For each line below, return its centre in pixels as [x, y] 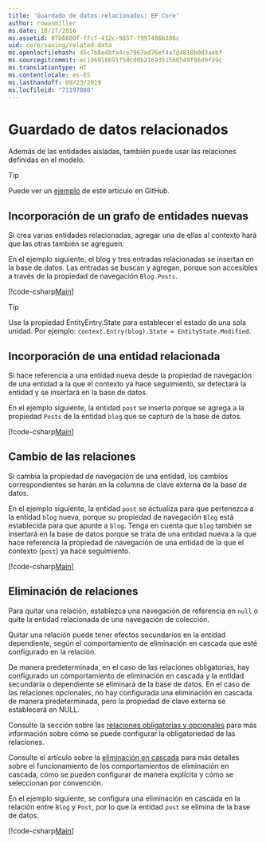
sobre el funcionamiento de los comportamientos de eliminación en [119, 766]
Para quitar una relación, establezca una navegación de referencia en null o [133, 611]
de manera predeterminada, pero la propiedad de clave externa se [117, 701]
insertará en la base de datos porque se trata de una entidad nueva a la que [133, 534]
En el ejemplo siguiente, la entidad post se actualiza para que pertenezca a [131, 509]
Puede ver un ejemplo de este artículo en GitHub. [89, 191]
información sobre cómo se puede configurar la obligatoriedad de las [122, 733]
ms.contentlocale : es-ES [49, 75]
